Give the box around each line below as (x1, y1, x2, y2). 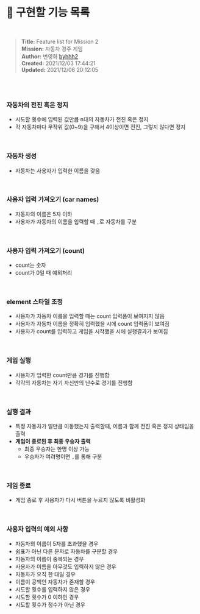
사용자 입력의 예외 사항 (6, 525, 69, 534)
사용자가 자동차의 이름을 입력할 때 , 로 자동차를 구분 (15, 217, 137, 225)
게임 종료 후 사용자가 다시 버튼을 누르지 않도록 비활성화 (15, 496, 146, 504)
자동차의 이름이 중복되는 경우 (15, 555, 84, 562)
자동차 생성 (6, 152, 37, 160)
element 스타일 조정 (6, 298, 63, 306)
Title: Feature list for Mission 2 (21, 38, 99, 45)
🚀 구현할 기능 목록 (6, 5, 90, 19)
